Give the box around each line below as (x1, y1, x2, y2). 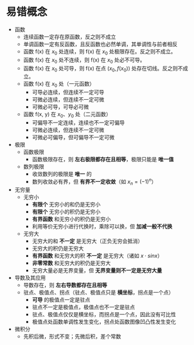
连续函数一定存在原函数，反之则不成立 (23, 33, 116, 40)
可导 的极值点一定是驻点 (32, 296, 91, 303)
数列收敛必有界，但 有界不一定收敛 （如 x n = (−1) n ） (32, 177, 157, 187)
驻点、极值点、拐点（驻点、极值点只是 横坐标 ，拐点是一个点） (23, 289, 174, 296)
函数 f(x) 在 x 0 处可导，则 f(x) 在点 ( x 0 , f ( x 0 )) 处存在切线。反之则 (23, 65, 178, 73)
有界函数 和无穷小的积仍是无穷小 (32, 215, 111, 223)
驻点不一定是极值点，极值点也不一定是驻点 (32, 303, 135, 311)
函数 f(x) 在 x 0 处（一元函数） (23, 80, 95, 89)
